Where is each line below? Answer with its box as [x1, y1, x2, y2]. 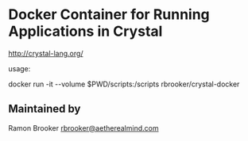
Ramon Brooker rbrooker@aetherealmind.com [8, 123, 159, 132]
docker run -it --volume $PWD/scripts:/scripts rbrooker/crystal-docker [8, 79, 240, 89]
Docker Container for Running [8, 6, 211, 24]
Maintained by [8, 102, 81, 116]
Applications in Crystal [8, 22, 163, 40]
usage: [8, 63, 31, 73]
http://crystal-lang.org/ [8, 48, 83, 58]
